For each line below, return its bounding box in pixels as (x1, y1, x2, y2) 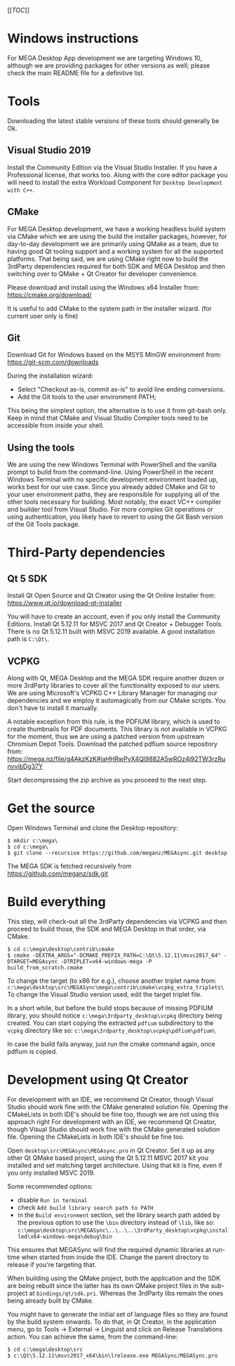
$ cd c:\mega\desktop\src (7, 1346, 83, 1353)
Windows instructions (7, 31, 139, 46)
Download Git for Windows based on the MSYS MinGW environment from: (7, 351, 222, 359)
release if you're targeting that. (7, 1260, 97, 1268)
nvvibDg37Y (7, 762, 43, 771)
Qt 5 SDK (7, 572, 48, 584)
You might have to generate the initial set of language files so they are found (7, 1310, 228, 1318)
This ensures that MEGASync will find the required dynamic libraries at (7, 1245, 212, 1254)
